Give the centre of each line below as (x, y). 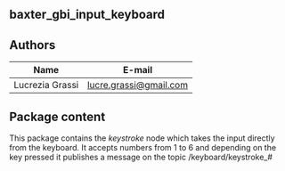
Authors (33, 45)
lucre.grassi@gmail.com (138, 85)
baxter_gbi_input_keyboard (87, 15)
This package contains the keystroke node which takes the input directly (142, 138)
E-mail (138, 70)
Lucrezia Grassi (46, 85)
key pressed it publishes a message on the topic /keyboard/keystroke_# (141, 157)
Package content (57, 116)
